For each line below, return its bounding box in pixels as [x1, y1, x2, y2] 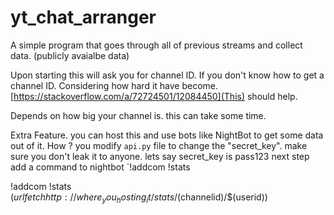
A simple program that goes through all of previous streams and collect [10, 39, 303, 51]
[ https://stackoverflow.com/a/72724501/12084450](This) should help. [10, 90, 298, 102]
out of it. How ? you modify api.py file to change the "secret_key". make [10, 139, 308, 151]
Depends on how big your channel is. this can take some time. [10, 109, 267, 121]
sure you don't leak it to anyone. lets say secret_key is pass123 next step [10, 150, 310, 162]
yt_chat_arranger [10, 6, 157, 29]
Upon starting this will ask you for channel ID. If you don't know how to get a [10, 69, 325, 81]
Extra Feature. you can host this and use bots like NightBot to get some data [10, 129, 324, 141]
